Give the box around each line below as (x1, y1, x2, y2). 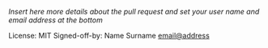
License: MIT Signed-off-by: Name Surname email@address (8, 31, 211, 40)
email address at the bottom (8, 15, 103, 25)
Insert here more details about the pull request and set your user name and (8, 7, 260, 16)
